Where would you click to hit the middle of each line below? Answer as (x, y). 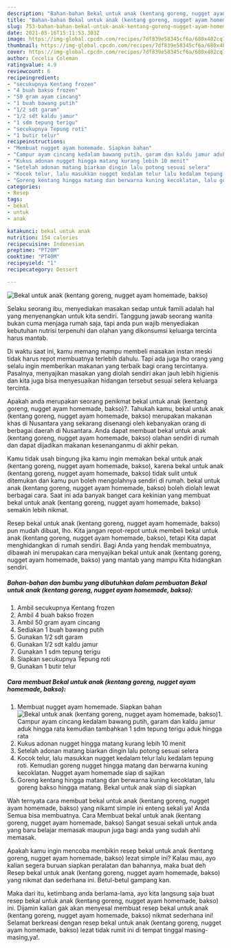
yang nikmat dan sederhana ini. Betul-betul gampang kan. (89, 880)
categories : (24, 187)
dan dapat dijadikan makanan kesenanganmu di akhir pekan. (93, 445)
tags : (15, 200)
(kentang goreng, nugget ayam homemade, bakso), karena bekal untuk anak (115, 465)
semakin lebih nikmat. (38, 510)
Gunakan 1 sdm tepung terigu (59, 652)
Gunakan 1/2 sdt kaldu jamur (57, 644)
